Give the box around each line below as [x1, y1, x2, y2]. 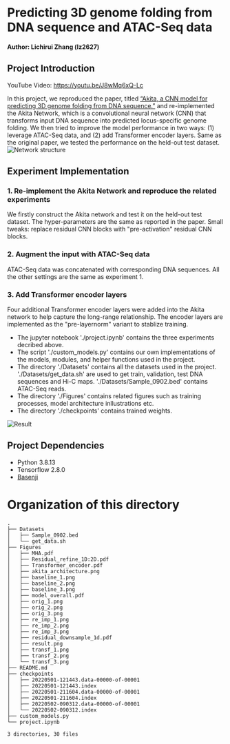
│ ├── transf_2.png [7, 652, 70, 659]
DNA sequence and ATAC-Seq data [7, 19, 213, 35]
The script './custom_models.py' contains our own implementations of [17, 348, 216, 356]
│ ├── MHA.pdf [7, 550, 54, 557]
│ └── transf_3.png [7, 658, 70, 665]
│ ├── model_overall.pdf [7, 592, 85, 599]
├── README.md [7, 664, 48, 671]
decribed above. [17, 340, 64, 349]
